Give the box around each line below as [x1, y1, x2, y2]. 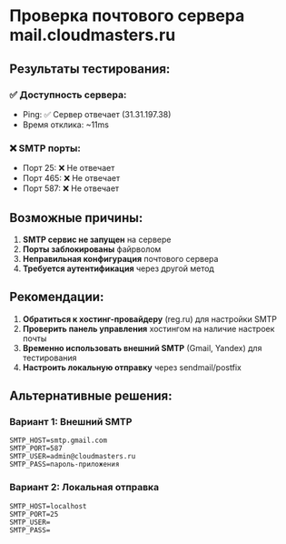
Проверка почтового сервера [9, 5, 245, 26]
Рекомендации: [9, 289, 104, 305]
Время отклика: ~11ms [22, 119, 109, 130]
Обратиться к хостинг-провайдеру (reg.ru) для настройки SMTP [22, 313, 278, 324]
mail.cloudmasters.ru [9, 25, 176, 45]
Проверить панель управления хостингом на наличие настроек [22, 323, 275, 334]
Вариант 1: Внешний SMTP [9, 416, 133, 428]
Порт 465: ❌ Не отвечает [22, 173, 121, 184]
